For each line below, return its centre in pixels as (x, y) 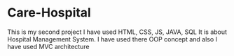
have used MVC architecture (48, 46)
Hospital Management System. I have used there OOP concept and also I (112, 39)
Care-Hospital (49, 13)
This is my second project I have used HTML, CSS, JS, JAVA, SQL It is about (117, 32)
